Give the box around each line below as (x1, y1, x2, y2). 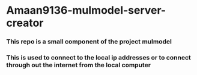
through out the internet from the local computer (6, 61, 151, 69)
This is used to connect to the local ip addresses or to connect (6, 54, 191, 62)
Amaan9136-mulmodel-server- (6, 4, 166, 17)
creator (6, 16, 44, 30)
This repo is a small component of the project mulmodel (6, 37, 172, 46)
